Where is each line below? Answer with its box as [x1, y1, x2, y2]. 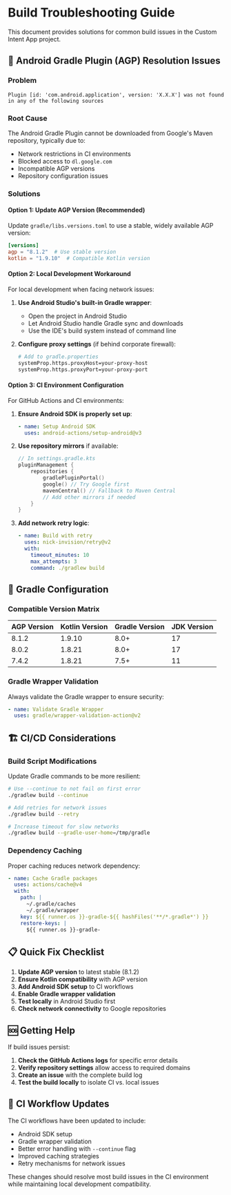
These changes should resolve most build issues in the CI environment [8, 1172, 209, 1181]
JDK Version [171, 622, 214, 632]
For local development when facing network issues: [8, 285, 154, 293]
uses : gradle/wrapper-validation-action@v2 [14, 712, 141, 719]
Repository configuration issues [17, 171, 109, 180]
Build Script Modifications [8, 756, 97, 766]
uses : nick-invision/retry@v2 [24, 539, 111, 546]
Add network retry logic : [17, 519, 90, 527]
